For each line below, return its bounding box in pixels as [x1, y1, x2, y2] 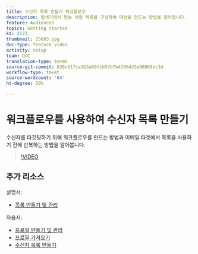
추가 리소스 [6, 172, 45, 182]
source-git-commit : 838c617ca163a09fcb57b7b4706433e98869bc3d [6, 63, 164, 70]
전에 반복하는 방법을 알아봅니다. [12, 141, 86, 148]
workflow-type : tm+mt [6, 69, 60, 75]
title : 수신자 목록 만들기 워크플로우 [6, 8, 86, 15]
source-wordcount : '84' [6, 75, 65, 81]
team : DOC [6, 53, 31, 59]
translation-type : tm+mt [6, 58, 68, 64]
